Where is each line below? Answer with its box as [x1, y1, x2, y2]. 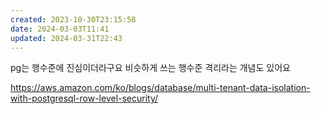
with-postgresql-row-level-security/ [10, 92, 159, 105]
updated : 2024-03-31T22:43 [10, 33, 123, 43]
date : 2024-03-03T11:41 [10, 24, 110, 34]
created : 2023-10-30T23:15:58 [10, 14, 137, 25]
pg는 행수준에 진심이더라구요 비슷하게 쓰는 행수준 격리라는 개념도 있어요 [10, 62, 291, 74]
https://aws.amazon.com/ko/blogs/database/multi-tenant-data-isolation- [10, 82, 311, 94]
